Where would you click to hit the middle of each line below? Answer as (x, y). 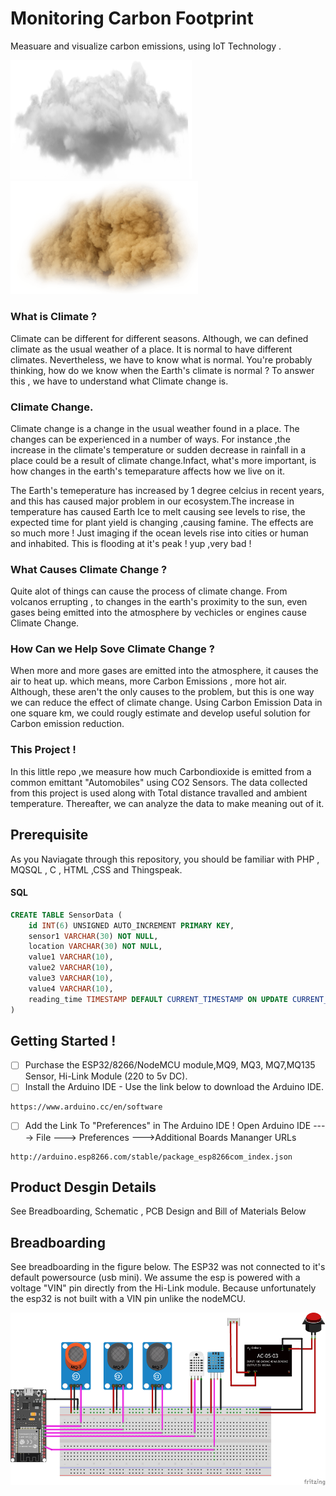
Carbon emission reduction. (67, 724)
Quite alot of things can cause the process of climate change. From (149, 591)
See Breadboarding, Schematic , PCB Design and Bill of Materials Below (158, 1211)
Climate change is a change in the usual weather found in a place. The (155, 428)
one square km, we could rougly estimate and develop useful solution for (160, 713)
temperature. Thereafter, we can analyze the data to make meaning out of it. (167, 803)
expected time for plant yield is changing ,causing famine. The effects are (162, 522)
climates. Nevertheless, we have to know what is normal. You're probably (161, 359)
